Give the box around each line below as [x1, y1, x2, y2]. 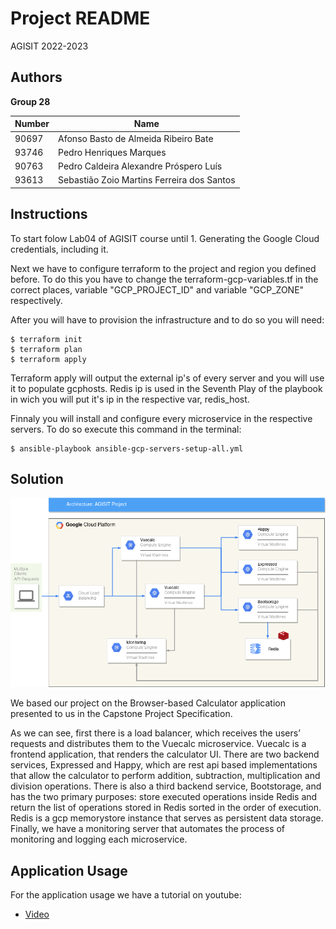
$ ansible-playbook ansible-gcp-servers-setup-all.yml [10, 443, 244, 454]
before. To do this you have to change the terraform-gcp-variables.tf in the [10, 273, 319, 285]
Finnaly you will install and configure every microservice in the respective [10, 412, 313, 424]
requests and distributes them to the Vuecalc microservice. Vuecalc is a [10, 738, 307, 750]
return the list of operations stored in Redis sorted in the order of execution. [10, 802, 322, 814]
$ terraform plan [10, 344, 83, 354]
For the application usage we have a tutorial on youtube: [10, 889, 242, 901]
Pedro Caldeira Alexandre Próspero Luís [58, 160, 223, 172]
